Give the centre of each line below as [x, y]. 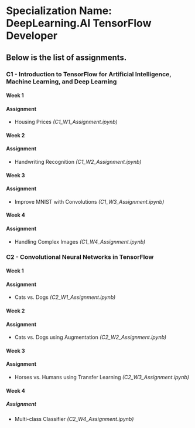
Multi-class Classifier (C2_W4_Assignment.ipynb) [74, 419]
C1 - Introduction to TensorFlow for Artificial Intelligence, [89, 74]
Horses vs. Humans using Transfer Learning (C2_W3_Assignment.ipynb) [102, 377]
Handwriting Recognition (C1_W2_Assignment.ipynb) [78, 162]
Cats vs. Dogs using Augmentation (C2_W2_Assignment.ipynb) [90, 337]
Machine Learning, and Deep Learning [61, 82]
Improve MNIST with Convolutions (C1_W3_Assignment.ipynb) [89, 201]
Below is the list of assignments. [66, 57]
